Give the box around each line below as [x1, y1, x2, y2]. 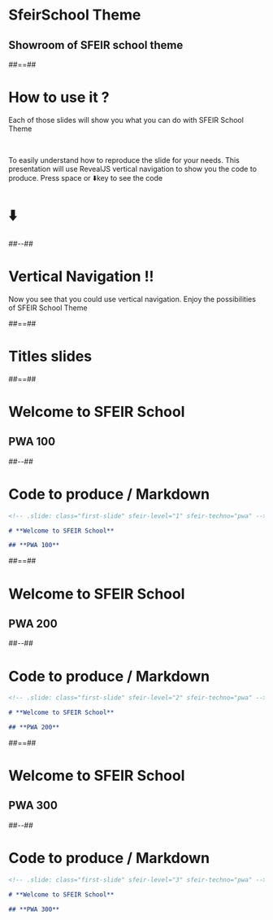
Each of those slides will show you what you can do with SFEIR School [8, 115, 244, 125]
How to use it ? [8, 88, 110, 107]
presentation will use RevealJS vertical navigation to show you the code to [8, 164, 258, 173]
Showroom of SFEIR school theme [8, 38, 184, 52]
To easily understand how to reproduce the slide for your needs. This [8, 155, 240, 164]
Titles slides [8, 348, 93, 366]
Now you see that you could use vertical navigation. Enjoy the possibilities [8, 294, 256, 304]
